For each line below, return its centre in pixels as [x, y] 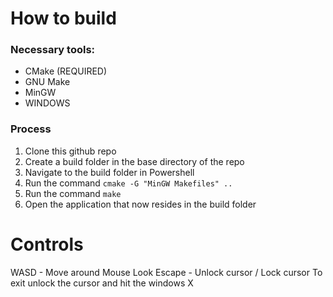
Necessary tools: [53, 50]
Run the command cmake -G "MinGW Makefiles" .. [128, 183]
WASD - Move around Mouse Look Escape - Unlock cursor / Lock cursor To [166, 272]
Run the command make [73, 193]
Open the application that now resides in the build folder [140, 204]
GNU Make [47, 82]
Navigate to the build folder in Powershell [109, 172]
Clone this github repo [70, 151]
